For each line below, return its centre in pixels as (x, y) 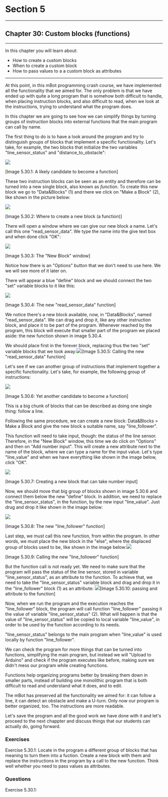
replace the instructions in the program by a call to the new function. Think (82, 761)
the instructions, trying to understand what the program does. (69, 107)
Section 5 (25, 9)
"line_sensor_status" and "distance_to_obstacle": (55, 152)
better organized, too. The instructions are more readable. (65, 706)
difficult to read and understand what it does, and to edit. (64, 685)
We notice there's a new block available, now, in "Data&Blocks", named (78, 314)
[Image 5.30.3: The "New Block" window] (48, 256)
